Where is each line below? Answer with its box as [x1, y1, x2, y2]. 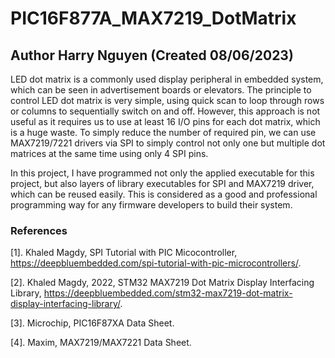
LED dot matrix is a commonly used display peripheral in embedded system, [10, 73, 324, 85]
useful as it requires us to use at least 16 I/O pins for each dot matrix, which [10, 116, 321, 127]
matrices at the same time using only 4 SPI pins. [10, 148, 209, 159]
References [10, 223, 68, 237]
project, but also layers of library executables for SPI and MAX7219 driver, [10, 178, 315, 189]
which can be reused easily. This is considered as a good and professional [10, 188, 318, 200]
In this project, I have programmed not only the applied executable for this [10, 167, 315, 179]
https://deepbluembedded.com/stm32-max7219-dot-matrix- [43, 287, 293, 299]
